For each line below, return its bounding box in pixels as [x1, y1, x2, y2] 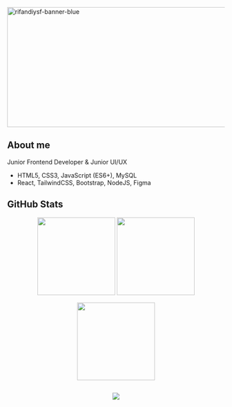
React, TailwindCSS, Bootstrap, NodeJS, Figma [17, 178, 151, 187]
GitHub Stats [7, 198, 64, 210]
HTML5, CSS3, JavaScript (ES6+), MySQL [17, 171, 137, 179]
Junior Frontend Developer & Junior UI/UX [7, 158, 128, 166]
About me [7, 140, 50, 151]
